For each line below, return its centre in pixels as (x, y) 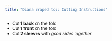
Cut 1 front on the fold (34, 28)
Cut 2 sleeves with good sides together (52, 33)
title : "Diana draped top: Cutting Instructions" (56, 9)
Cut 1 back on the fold (34, 23)
